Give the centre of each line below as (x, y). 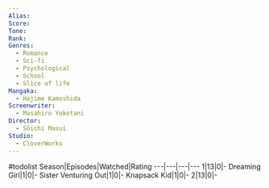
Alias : (19, 16)
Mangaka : (23, 91)
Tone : (17, 31)
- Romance (32, 53)
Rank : (17, 38)
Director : (25, 121)
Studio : (21, 136)
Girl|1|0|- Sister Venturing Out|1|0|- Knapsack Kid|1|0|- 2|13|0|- (113, 175)
